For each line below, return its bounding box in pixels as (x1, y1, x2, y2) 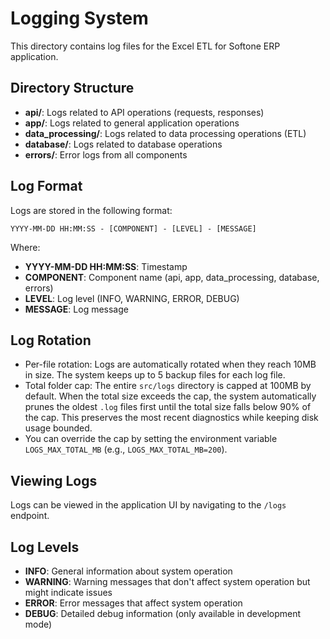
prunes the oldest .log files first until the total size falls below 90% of (24, 401, 312, 413)
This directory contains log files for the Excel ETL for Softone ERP (10, 40, 281, 52)
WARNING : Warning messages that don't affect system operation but (24, 576, 311, 587)
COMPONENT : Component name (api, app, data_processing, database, (24, 271, 320, 283)
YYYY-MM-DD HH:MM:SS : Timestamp (24, 260, 188, 272)
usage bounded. (24, 422, 93, 434)
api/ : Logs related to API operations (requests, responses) (24, 106, 265, 118)
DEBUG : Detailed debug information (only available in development (24, 608, 302, 619)
